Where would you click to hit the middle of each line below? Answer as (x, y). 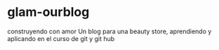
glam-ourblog (48, 12)
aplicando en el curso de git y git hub (61, 38)
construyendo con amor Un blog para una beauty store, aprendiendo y (109, 31)
